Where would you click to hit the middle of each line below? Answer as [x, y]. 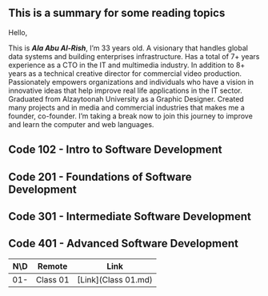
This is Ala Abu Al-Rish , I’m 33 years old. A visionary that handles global [128, 48]
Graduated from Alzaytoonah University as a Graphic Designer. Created [126, 98]
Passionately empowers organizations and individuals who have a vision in [131, 82]
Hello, [18, 32]
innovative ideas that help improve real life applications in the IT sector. [125, 90]
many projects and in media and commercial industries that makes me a [127, 107]
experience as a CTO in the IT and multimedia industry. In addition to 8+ [127, 65]
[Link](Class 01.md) [115, 279]
